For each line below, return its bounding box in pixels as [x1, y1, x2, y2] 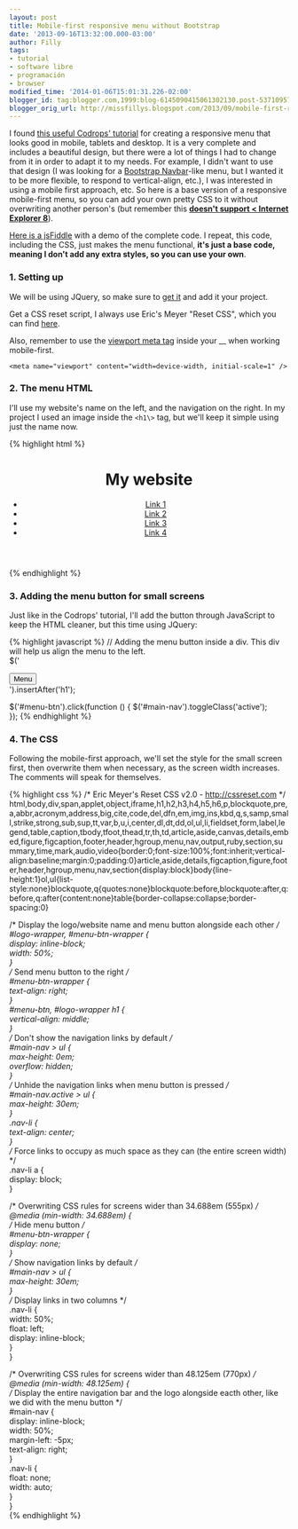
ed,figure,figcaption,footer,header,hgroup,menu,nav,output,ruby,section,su [9, 836, 284, 847]
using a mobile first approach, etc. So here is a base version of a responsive [9, 185, 287, 195]
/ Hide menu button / [9, 1219, 85, 1230]
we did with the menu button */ [9, 1397, 122, 1407]
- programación [9, 71, 66, 80]
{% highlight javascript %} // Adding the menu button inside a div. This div [9, 636, 280, 648]
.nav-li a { [9, 1164, 44, 1176]
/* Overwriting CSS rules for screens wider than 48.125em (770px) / [9, 1368, 256, 1380]
